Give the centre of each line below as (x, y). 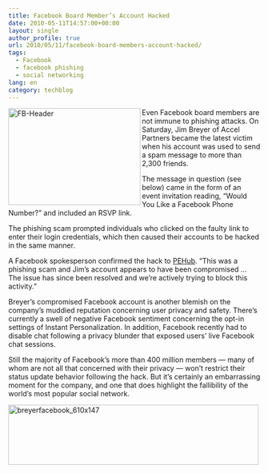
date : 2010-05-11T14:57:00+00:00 (64, 23)
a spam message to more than (192, 155)
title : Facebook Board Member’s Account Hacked (89, 16)
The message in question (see (192, 179)
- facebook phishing (50, 68)
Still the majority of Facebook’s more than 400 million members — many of (131, 360)
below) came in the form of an (192, 188)
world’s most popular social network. (69, 394)
